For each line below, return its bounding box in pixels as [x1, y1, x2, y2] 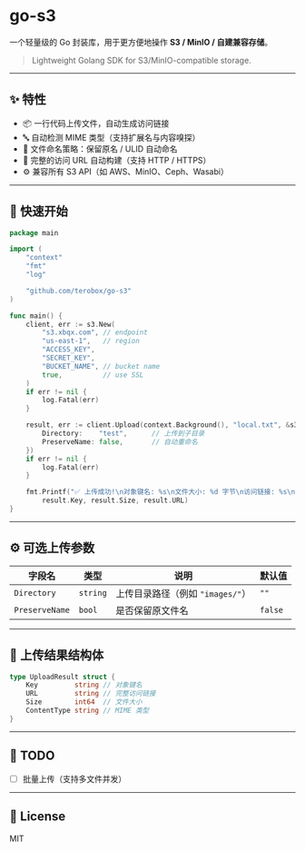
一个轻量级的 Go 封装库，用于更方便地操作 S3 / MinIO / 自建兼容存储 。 [9, 36, 273, 47]
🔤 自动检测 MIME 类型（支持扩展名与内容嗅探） [22, 132, 201, 143]
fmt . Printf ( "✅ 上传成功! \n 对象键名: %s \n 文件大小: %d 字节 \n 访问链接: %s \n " [25, 488, 300, 497]
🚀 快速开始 [9, 203, 68, 219]
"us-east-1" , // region [42, 337, 141, 346]
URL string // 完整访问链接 [25, 689, 156, 698]
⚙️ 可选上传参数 [9, 540, 95, 556]
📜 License [9, 809, 66, 825]
